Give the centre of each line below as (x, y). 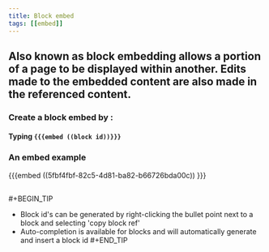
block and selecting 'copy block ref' (80, 223)
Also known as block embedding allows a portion (135, 56)
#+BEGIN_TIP (31, 199)
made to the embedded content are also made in (133, 81)
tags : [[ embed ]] (36, 23)
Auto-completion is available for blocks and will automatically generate (138, 232)
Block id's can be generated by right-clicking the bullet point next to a (137, 215)
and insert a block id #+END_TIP (74, 241)
